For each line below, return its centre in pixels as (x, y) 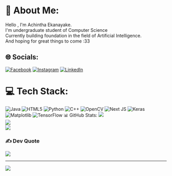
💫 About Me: (32, 11)
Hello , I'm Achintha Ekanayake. (39, 25)
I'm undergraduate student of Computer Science (57, 30)
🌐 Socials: (22, 57)
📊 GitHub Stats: (81, 115)
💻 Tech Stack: (37, 91)
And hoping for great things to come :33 (48, 41)
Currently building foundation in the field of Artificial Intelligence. (73, 35)
